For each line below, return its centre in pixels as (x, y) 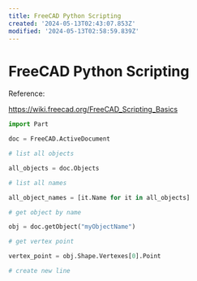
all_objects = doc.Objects (54, 168)
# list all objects (41, 154)
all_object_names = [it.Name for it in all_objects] (99, 197)
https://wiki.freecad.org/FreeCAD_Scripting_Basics (93, 110)
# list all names (38, 183)
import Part (28, 124)
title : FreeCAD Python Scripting (65, 16)
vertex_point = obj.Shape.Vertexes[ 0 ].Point (85, 257)
